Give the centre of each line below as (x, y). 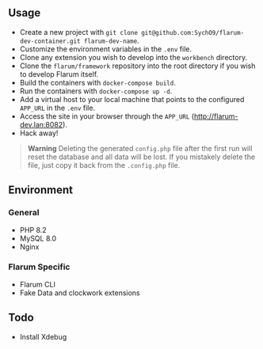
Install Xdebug (43, 336)
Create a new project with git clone (79, 32)
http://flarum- (216, 116)
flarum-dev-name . (112, 40)
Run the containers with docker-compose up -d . (96, 91)
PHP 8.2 (33, 230)
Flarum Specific (39, 267)
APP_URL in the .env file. (57, 108)
